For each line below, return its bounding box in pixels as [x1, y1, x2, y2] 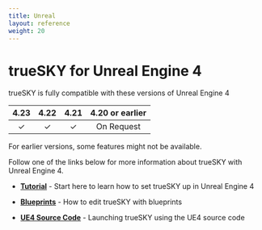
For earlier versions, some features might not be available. [8, 142, 202, 152]
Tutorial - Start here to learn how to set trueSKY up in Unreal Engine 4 [19, 182, 255, 191]
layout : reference [8, 19, 70, 27]
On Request [95, 121, 142, 132]
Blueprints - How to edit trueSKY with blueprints [19, 197, 183, 207]
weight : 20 [8, 27, 45, 35]
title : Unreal [8, 11, 57, 20]
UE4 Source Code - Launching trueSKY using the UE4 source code [19, 213, 245, 223]
